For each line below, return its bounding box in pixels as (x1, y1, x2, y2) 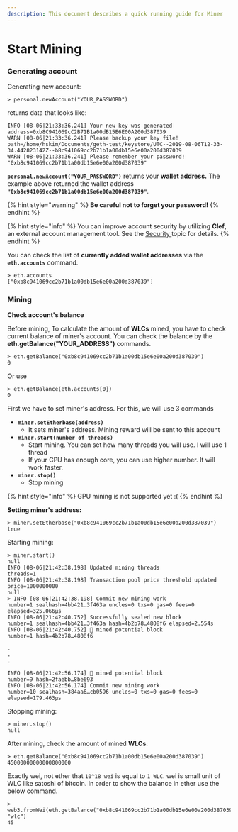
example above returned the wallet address (7, 179, 135, 188)
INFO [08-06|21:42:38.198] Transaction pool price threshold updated (7, 577, 217, 584)
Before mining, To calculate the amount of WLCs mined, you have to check (7, 324, 227, 333)
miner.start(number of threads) (17, 434, 113, 442)
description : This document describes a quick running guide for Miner (7, 10, 223, 18)
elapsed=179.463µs (7, 694, 62, 702)
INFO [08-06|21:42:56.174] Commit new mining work (7, 682, 160, 689)
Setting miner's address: (7, 506, 82, 514)
